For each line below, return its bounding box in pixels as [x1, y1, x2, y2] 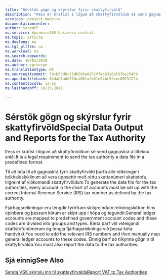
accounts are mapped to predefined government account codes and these [5, 215, 157, 221]
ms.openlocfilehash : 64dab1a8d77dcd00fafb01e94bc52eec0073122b [5, 76, 138, 81]
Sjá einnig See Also [5, 256, 64, 264]
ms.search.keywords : [5, 53, 48, 58]
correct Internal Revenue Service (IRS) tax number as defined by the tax [5, 190, 152, 196]
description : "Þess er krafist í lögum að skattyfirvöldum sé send [5, 12, 147, 17]
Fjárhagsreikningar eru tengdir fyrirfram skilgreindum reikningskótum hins [5, 205, 156, 211]
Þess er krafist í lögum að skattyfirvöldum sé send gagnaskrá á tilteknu [5, 149, 150, 155]
